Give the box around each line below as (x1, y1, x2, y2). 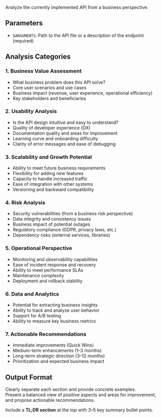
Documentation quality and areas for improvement (12, 130, 118, 136)
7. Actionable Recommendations (5, 330, 87, 338)
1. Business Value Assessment (5, 68, 82, 75)
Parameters (5, 19, 43, 27)
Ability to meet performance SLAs (12, 267, 84, 273)
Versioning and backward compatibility (12, 187, 95, 193)
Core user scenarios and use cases (12, 85, 87, 91)
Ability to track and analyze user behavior (12, 307, 100, 313)
